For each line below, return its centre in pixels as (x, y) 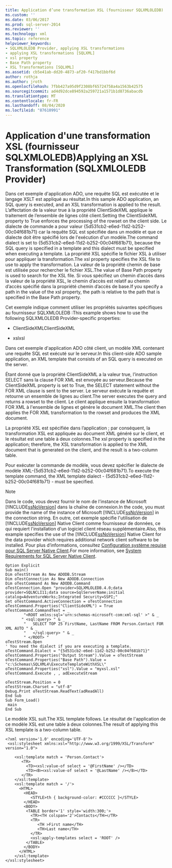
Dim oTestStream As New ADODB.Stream (46, 574)
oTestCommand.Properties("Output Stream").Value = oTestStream (74, 655)
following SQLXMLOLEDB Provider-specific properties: (63, 318)
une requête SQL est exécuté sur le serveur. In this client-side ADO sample (84, 353)
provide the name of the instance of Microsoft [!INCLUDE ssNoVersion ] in (82, 512)
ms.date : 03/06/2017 (27, 20)
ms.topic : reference (27, 39)
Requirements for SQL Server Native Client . (51, 556)
